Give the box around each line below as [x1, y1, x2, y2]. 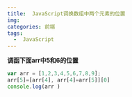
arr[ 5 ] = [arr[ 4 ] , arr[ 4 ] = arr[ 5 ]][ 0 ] [7, 77, 110, 84]
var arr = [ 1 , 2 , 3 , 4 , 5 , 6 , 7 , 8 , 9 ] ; [7, 70, 101, 77]
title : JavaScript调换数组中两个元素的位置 [7, 10, 126, 17]
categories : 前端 [7, 23, 56, 30]
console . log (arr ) [7, 83, 60, 90]
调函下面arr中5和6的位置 [7, 57, 79, 65]
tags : [7, 29, 23, 37]
